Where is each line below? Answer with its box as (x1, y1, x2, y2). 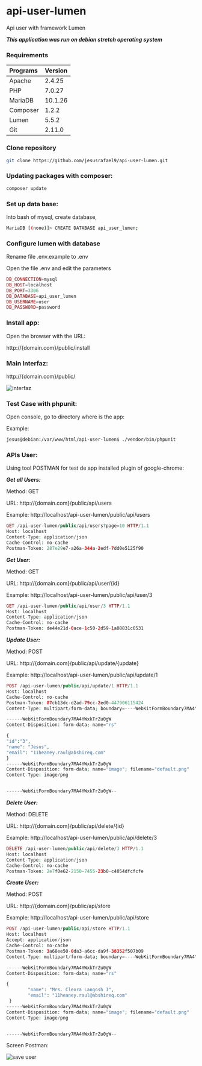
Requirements (6, 51, 49, 59)
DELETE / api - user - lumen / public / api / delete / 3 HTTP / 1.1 (6, 846, 144, 852)
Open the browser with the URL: (6, 332, 86, 339)
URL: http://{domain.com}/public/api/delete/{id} (6, 822, 124, 830)
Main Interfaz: (6, 359, 49, 367)
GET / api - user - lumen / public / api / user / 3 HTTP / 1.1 (6, 603, 130, 609)
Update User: (6, 636, 41, 643)
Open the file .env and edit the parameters (6, 265, 111, 272)
